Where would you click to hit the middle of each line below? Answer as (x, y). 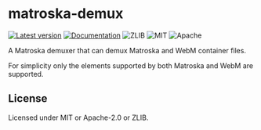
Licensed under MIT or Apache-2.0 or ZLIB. (78, 117)
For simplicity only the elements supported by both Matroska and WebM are (131, 65)
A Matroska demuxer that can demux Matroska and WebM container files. (127, 50)
